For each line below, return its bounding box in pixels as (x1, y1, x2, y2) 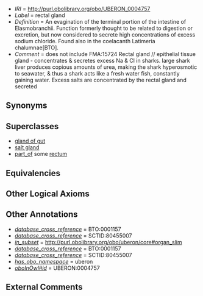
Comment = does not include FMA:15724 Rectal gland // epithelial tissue (14, 51, 196, 57)
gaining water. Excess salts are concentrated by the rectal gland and (14, 76, 187, 83)
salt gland (14, 144, 40, 151)
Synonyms (5, 100, 48, 111)
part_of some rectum (14, 150, 68, 158)
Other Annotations (5, 210, 78, 220)
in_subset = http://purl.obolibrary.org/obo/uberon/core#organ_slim (14, 238, 182, 245)
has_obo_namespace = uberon (14, 258, 93, 265)
